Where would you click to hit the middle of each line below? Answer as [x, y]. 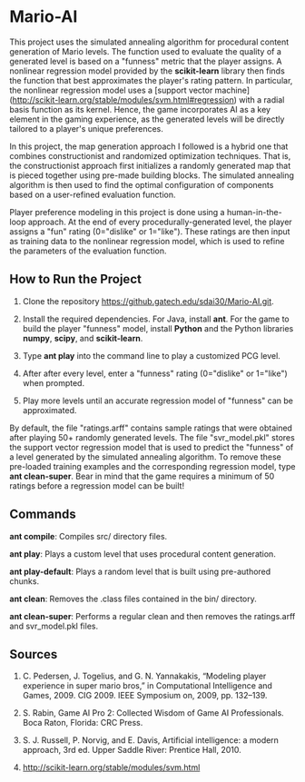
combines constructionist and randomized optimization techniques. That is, [150, 155]
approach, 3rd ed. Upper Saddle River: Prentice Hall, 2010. [132, 750]
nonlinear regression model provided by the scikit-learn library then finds [148, 71]
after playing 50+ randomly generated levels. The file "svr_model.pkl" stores [152, 437]
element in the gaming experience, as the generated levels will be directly [147, 119]
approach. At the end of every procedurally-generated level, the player [160, 222]
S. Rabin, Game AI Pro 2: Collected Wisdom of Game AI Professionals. [153, 713]
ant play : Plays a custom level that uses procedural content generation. [143, 554]
